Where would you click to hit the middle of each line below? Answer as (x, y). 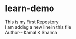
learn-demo (30, 9)
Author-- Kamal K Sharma (31, 32)
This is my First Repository (32, 22)
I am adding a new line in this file (38, 27)
